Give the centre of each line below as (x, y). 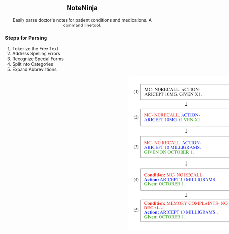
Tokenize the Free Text (35, 49)
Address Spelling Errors (36, 54)
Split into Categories (33, 64)
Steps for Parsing (26, 38)
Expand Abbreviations (34, 69)
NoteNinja (82, 8)
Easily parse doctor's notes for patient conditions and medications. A (82, 20)
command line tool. (82, 25)
